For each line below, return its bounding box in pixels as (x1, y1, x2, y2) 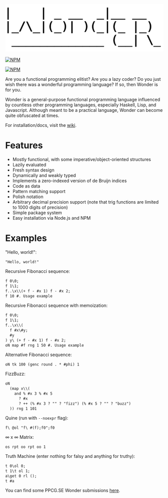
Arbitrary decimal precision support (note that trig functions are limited (12, 199, 159, 205)
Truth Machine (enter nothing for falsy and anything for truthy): (5, 453, 135, 459)
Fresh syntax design (12, 167, 55, 173)
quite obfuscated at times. (5, 112, 59, 119)
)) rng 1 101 (10, 406, 37, 411)
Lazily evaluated (12, 162, 47, 168)
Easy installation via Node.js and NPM (12, 215, 91, 221)
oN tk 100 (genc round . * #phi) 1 (5, 362, 80, 367)
